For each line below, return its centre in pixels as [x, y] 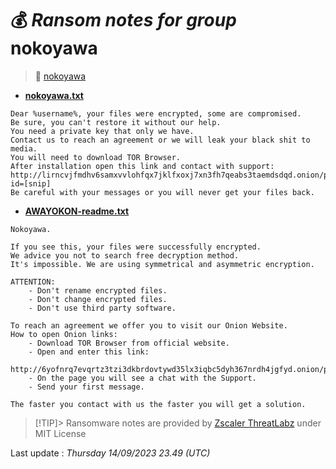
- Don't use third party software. [102, 308]
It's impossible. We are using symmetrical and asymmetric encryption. [162, 264]
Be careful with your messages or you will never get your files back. [162, 192]
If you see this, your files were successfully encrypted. [136, 247]
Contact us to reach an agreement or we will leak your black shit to [160, 140]
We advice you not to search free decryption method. [125, 255]
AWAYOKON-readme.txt [77, 211]
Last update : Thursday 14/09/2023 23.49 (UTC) [110, 453]
